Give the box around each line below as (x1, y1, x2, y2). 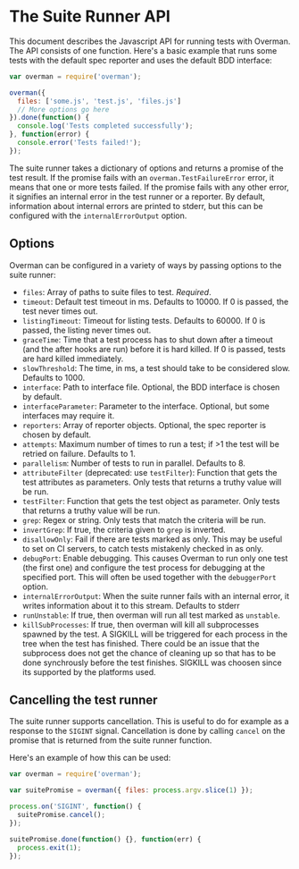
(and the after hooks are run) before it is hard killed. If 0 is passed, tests (21, 343, 286, 354)
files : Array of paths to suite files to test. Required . (21, 286, 212, 297)
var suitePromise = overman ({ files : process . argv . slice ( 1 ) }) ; (9, 786, 253, 795)
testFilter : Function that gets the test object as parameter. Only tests (21, 495, 280, 506)
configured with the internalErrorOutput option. (9, 210, 187, 221)
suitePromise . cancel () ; (17, 811, 105, 820)
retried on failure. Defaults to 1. (21, 448, 136, 459)
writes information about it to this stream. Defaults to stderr (21, 600, 241, 611)
